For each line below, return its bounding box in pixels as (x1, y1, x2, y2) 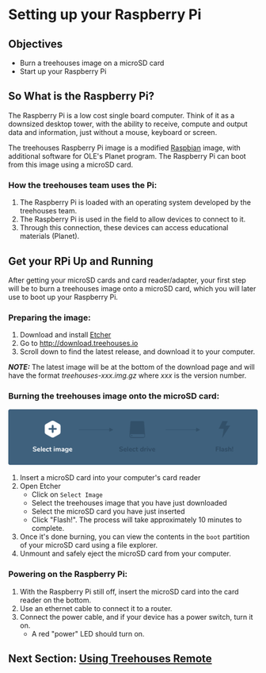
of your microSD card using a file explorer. (19, 540, 158, 550)
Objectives (8, 37, 63, 51)
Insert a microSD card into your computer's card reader (19, 473, 201, 483)
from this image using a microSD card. (8, 160, 133, 169)
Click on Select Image (31, 490, 103, 499)
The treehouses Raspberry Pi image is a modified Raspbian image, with (8, 143, 241, 152)
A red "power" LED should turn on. (31, 629, 145, 638)
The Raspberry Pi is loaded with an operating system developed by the (19, 198, 252, 207)
